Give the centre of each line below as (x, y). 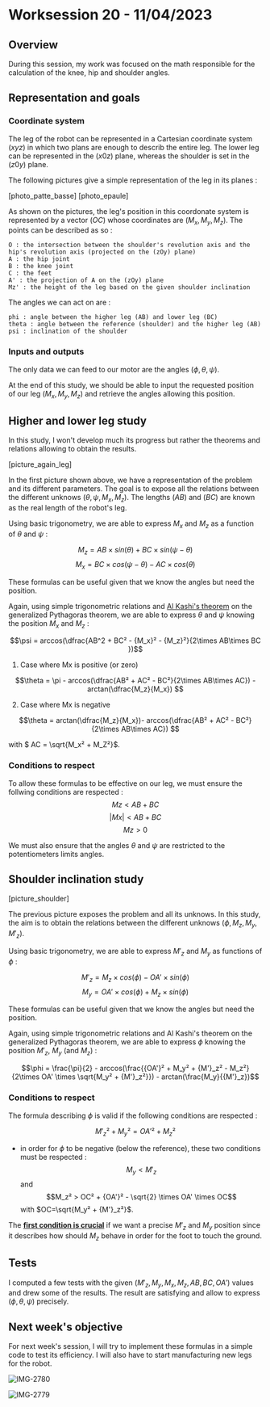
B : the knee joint (41, 267)
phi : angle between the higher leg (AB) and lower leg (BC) (113, 317)
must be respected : (53, 1157)
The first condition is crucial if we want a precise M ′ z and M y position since (134, 1226)
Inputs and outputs (46, 351)
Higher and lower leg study (78, 420)
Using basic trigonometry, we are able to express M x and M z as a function (131, 524)
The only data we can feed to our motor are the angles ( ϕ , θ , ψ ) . (114, 369)
